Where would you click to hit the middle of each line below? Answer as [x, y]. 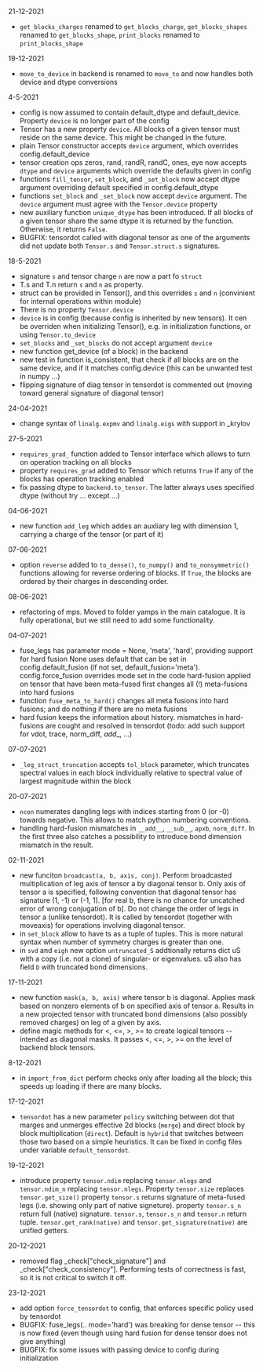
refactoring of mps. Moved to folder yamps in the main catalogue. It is [132, 612]
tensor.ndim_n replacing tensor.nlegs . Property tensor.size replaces [132, 1189]
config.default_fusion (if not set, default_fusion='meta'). [110, 667]
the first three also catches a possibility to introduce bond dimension [130, 836]
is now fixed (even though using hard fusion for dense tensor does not [133, 1333]
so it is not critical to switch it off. [73, 1278]
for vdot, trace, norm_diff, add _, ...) [76, 734]
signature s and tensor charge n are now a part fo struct [111, 276]
